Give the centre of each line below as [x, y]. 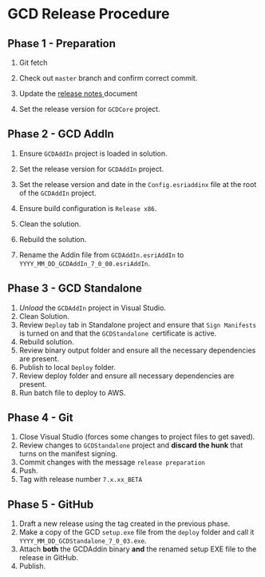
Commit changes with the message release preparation [112, 462]
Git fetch [33, 62]
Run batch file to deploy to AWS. [72, 392]
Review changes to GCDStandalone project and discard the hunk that [131, 445]
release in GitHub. [49, 558]
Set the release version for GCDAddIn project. [91, 169]
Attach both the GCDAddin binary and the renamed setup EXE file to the [138, 549]
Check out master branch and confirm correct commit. [108, 78]
